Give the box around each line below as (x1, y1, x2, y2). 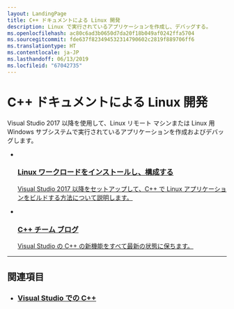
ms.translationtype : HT (7, 43, 77, 50)
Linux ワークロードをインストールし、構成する (17, 167, 174, 177)
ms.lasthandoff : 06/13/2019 (7, 56, 89, 63)
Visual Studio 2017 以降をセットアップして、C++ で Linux (17, 184, 182, 193)
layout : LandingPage (7, 10, 68, 17)
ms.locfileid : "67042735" (7, 62, 82, 69)
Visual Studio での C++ (17, 294, 97, 303)
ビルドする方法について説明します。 (29, 193, 133, 202)
